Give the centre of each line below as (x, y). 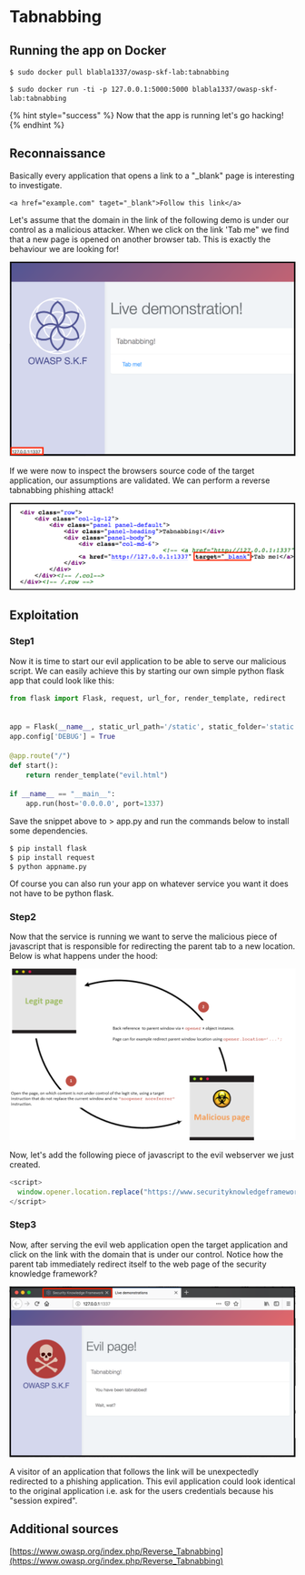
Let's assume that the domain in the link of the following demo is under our (149, 219)
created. (25, 1164)
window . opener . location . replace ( (81, 1192)
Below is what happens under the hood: (84, 956)
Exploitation (44, 616)
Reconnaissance (58, 153)
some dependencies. (49, 831)
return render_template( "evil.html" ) (97, 775)
